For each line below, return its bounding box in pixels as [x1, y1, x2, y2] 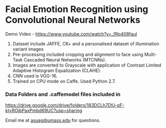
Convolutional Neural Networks [5, 14, 141, 26]
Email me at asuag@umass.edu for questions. [5, 117, 101, 123]
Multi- [144, 51, 157, 57]
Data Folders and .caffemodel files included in [5, 91, 120, 98]
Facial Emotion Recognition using [5, 4, 148, 15]
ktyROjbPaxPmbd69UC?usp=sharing [5, 107, 82, 114]
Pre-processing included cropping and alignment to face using [12, 51, 143, 57]
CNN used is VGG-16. [12, 73, 58, 79]
